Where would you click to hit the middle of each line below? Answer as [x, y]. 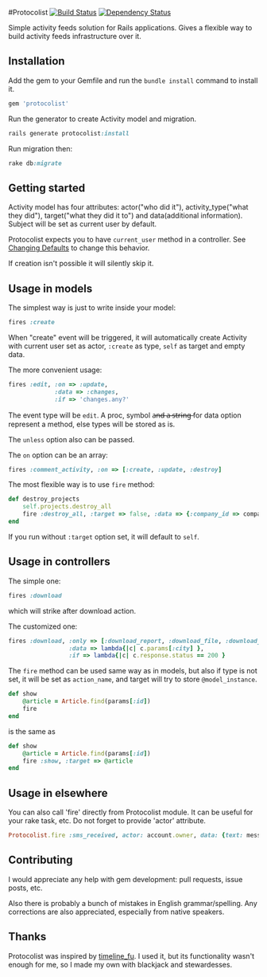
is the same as [32, 731]
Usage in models [50, 288]
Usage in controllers [59, 562]
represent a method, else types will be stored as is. [92, 424]
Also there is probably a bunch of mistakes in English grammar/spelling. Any [133, 903]
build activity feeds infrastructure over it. [75, 36]
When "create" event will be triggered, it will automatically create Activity [128, 337]
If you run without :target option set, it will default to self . [104, 536]
